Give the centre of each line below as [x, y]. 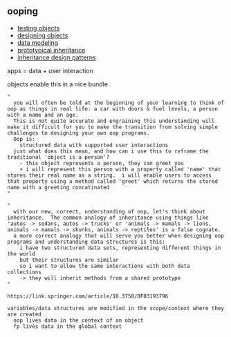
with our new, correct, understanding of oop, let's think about [110, 211]
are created [24, 314]
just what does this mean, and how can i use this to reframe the [111, 151]
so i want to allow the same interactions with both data [105, 266]
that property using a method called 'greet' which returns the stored [112, 181]
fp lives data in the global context [68, 326]
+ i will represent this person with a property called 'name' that [120, 169]
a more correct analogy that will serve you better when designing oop [119, 235]
